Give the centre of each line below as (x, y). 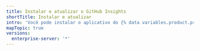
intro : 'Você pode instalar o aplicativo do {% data (73, 22)
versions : (18, 33)
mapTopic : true (25, 28)
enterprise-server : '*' (41, 39)
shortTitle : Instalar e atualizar (49, 17)
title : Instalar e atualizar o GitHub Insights (66, 11)
